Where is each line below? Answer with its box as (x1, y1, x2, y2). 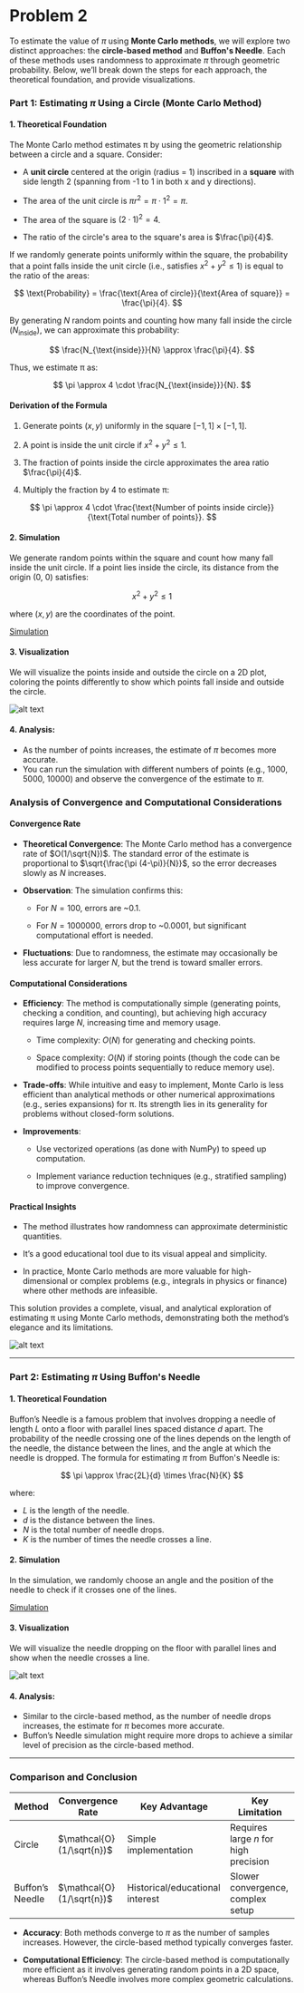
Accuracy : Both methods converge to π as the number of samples (22, 1927, 270, 1938)
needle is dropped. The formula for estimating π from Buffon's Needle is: (9, 1452, 280, 1463)
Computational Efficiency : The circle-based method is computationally (22, 1954, 290, 1965)
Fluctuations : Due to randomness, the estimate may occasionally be (22, 948, 278, 958)
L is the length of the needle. (22, 1504, 129, 1515)
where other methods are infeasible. (22, 1285, 158, 1297)
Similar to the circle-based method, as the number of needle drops (22, 1711, 271, 1722)
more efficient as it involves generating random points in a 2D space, (22, 1964, 280, 1975)
